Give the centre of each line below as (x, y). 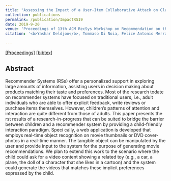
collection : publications (33, 15)
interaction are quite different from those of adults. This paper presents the (84, 113)
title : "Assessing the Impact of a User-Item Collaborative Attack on (82, 10)
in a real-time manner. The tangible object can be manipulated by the (93, 140)
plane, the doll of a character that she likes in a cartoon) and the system (81, 162)
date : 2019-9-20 (22, 24)
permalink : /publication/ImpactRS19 (44, 19)
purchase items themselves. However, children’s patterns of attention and (82, 108)
